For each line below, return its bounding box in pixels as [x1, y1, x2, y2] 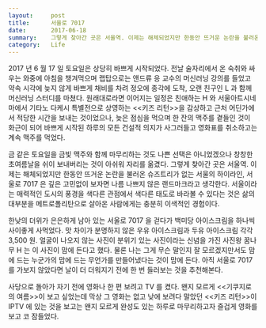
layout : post [8, 11, 66, 20]
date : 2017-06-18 [8, 26, 87, 34]
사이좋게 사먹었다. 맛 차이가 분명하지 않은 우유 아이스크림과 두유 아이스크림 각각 [8, 226, 253, 236]
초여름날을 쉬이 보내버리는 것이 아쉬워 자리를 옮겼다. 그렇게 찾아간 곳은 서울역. [8, 160, 249, 169]
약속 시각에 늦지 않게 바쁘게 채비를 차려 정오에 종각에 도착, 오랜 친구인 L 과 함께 [8, 84, 253, 93]
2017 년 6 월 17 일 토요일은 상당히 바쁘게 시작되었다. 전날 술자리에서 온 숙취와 [8, 64, 248, 74]
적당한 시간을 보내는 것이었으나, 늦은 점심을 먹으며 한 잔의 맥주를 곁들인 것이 [16, 113, 251, 123]
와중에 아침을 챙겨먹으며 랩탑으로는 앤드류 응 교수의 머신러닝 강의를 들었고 [22, 74, 252, 83]
